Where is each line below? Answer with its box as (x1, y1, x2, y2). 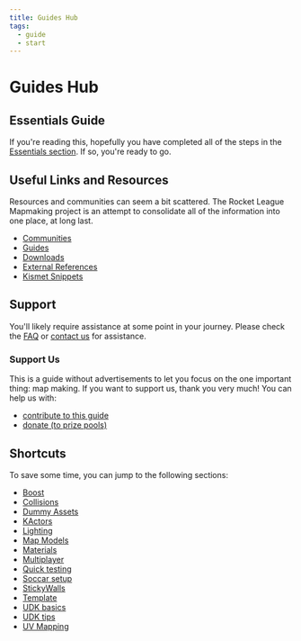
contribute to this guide (22, 411, 110, 421)
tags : (9, 22, 30, 31)
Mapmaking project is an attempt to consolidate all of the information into (9, 206, 280, 217)
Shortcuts (9, 446, 66, 461)
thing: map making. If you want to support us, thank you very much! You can (9, 384, 292, 394)
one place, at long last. (9, 215, 93, 226)
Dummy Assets (22, 506, 79, 517)
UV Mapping (22, 620, 69, 631)
